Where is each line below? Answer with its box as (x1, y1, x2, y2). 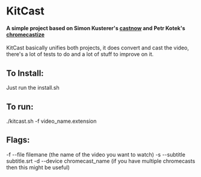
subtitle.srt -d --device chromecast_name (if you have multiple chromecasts (6, 157, 196, 164)
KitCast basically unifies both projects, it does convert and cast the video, (6, 44, 190, 52)
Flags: (6, 135, 30, 145)
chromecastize (6, 31, 45, 38)
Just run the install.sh (6, 84, 60, 92)
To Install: (6, 68, 44, 78)
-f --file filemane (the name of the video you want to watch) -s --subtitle (6, 151, 185, 158)
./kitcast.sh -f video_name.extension (6, 117, 97, 125)
